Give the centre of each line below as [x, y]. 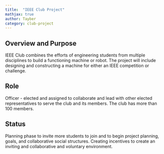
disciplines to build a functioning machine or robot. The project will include [81, 61]
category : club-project [29, 23]
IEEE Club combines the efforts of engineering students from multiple [75, 55]
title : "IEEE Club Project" [35, 10]
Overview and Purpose [41, 43]
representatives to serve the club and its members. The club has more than [81, 103]
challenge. [16, 71]
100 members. [20, 108]
